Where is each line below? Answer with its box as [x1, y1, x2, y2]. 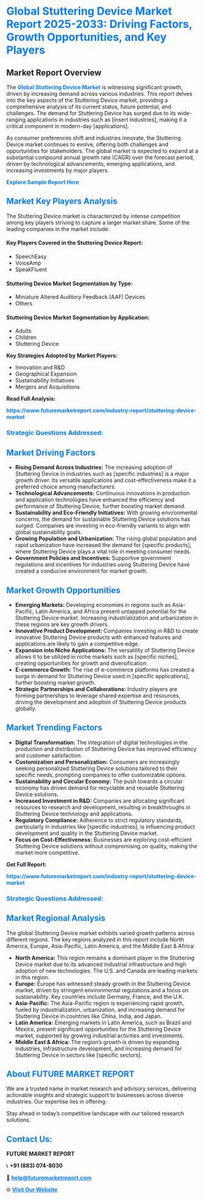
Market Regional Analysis [6, 913, 106, 923]
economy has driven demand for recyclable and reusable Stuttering [15, 784, 185, 791]
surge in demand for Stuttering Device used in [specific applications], [15, 672, 190, 679]
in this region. [15, 973, 50, 981]
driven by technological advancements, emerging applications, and [6, 160, 175, 167]
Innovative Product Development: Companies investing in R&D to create [15, 627, 199, 634]
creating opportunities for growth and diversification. [15, 659, 148, 667]
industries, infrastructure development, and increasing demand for [15, 1045, 183, 1052]
